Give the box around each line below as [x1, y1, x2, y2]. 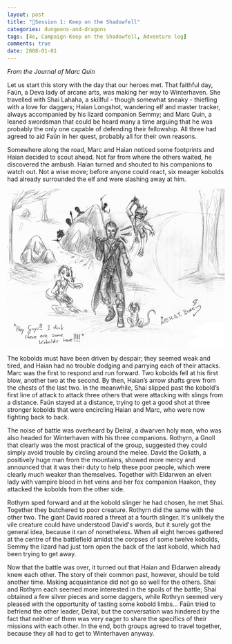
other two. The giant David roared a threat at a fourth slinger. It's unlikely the [7, 513, 224, 521]
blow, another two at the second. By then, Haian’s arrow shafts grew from [7, 376, 216, 384]
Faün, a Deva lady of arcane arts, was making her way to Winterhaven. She [7, 88, 221, 96]
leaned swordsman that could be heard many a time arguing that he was [7, 117, 213, 126]
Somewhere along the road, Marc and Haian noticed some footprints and [7, 146, 215, 153]
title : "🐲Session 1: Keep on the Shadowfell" [7, 18, 140, 26]
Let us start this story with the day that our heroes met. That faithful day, [7, 81, 213, 89]
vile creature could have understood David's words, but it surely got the [7, 520, 211, 529]
